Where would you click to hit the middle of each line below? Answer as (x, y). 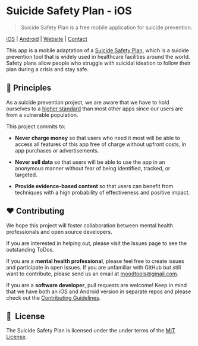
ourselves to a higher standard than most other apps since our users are (95, 109)
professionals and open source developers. (59, 231)
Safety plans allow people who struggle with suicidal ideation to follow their (98, 63)
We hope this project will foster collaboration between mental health (90, 225)
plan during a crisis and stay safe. (48, 69)
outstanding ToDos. (30, 249)
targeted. (26, 174)
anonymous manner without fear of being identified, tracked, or (92, 168)
